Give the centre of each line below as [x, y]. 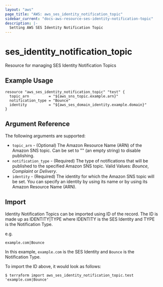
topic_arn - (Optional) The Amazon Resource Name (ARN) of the [77, 145]
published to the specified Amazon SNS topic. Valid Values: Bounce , [81, 166]
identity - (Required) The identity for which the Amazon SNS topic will [83, 176]
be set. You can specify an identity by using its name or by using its [80, 182]
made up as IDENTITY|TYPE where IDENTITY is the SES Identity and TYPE [80, 219]
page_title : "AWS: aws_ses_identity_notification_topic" [64, 14]
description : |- [21, 23]
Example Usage [29, 81]
